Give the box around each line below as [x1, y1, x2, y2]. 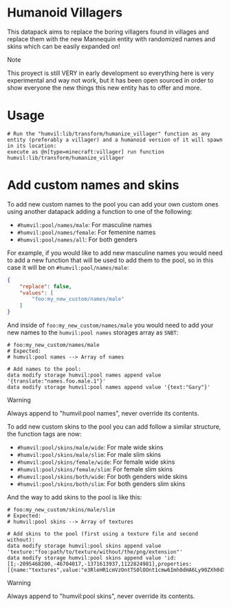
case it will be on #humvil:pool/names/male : [7, 263, 129, 271]
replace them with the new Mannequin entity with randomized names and [7, 34, 215, 43]
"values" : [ [19, 289, 54, 297]
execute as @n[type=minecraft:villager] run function [7, 148, 165, 156]
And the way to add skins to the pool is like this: [7, 493, 142, 502]
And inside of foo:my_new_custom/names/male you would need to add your [7, 321, 214, 330]
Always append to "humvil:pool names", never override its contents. [7, 409, 199, 418]
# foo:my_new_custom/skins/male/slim [7, 507, 115, 513]
